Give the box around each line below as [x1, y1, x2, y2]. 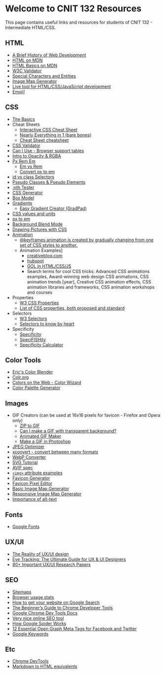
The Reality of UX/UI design [12, 551, 69, 557]
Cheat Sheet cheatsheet [19, 137, 69, 143]
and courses [27, 289, 53, 295]
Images [5, 399, 29, 407]
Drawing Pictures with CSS [12, 226, 67, 232]
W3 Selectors [19, 316, 48, 321]
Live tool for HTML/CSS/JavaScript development [12, 83, 111, 89]
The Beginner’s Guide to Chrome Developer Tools [12, 604, 113, 610]
